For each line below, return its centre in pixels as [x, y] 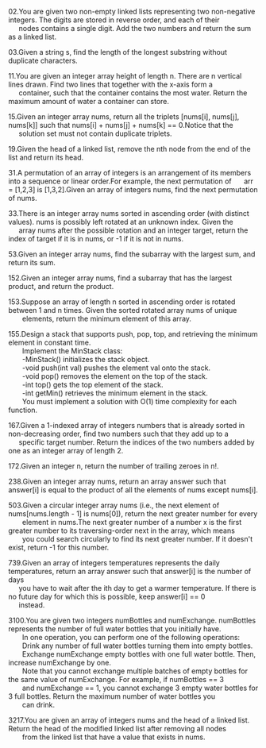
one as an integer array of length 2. [66, 451]
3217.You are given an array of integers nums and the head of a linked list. [129, 720]
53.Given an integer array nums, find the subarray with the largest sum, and [132, 254]
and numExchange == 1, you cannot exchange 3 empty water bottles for [141, 688]
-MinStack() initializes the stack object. [86, 359]
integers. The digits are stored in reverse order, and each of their [114, 20]
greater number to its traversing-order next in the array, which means [122, 530]
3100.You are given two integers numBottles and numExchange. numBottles [132, 620]
